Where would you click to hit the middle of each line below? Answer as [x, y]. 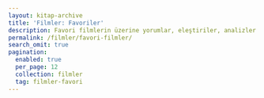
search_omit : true [38, 45]
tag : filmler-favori [49, 81]
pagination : [28, 52]
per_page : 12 [37, 67]
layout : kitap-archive [45, 15]
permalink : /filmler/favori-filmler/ [70, 38]
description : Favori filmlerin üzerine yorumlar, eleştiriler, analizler [132, 30]
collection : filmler [49, 74]
